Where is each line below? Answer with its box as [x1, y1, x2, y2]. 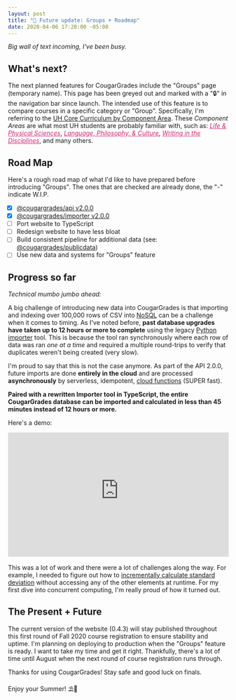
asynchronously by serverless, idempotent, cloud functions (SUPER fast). [8, 377, 223, 385]
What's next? [8, 62, 68, 74]
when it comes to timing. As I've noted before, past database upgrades [8, 318, 216, 327]
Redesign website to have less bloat [16, 227, 121, 236]
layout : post [8, 10, 46, 17]
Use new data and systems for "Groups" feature [16, 251, 156, 259]
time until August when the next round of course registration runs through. [8, 654, 223, 662]
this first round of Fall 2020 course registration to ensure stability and [8, 631, 209, 640]
